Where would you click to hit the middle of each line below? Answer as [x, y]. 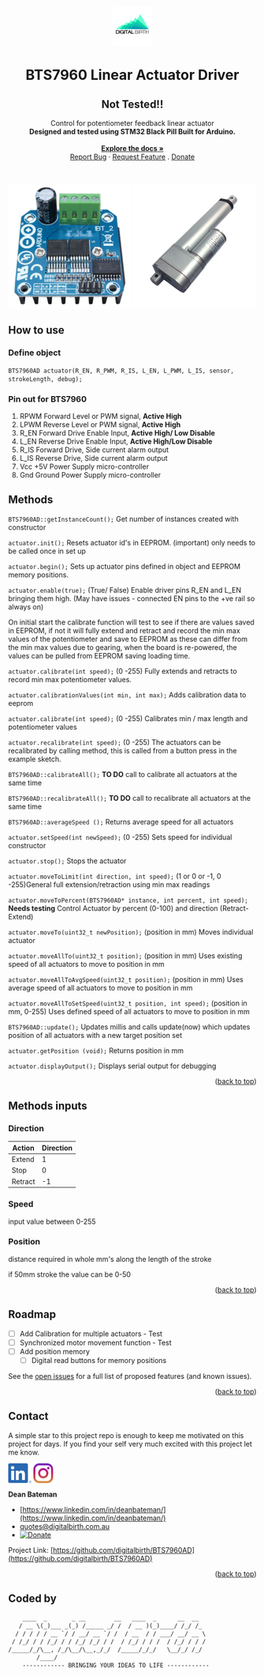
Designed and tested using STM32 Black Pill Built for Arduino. [132, 132]
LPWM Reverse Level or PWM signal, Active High [100, 425]
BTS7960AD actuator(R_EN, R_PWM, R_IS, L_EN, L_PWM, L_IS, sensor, [121, 371]
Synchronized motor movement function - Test [95, 1342]
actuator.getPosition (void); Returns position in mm [96, 1050]
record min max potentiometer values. [70, 679]
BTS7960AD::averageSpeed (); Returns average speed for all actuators [121, 821]
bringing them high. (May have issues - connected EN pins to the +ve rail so [132, 598]
